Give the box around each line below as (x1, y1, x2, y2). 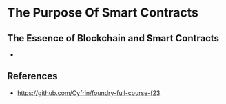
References (7, 70, 58, 82)
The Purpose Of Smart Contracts (7, 5, 198, 21)
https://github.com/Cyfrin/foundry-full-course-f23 (17, 88, 161, 97)
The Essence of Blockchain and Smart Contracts (7, 32, 219, 44)
